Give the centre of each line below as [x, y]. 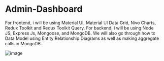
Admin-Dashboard [44, 9]
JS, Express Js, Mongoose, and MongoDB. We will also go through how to [80, 33]
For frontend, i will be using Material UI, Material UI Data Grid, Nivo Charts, [81, 23]
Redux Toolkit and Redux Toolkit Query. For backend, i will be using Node [80, 28]
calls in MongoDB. [24, 43]
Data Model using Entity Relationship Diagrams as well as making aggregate [82, 38]
